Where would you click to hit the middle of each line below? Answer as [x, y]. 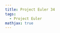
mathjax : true [19, 23]
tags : [10, 14]
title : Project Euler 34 [30, 9]
